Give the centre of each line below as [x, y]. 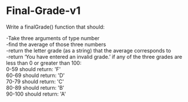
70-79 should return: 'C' [35, 81]
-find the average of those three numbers [56, 44]
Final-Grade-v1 [43, 11]
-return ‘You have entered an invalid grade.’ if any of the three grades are [94, 57]
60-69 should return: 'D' [35, 75]
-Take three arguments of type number [53, 38]
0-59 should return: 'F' [33, 69]
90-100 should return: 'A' [36, 94]
